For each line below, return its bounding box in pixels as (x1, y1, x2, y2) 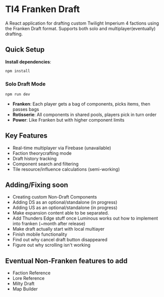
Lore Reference (12, 275, 45, 281)
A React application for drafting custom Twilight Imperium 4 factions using (5, 20, 159, 26)
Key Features (5, 132, 48, 140)
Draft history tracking (12, 155, 57, 161)
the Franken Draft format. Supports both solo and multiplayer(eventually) (5, 25, 156, 31)
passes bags (12, 106, 39, 112)
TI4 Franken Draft (5, 4, 80, 15)
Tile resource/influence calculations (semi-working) (12, 166, 120, 172)
